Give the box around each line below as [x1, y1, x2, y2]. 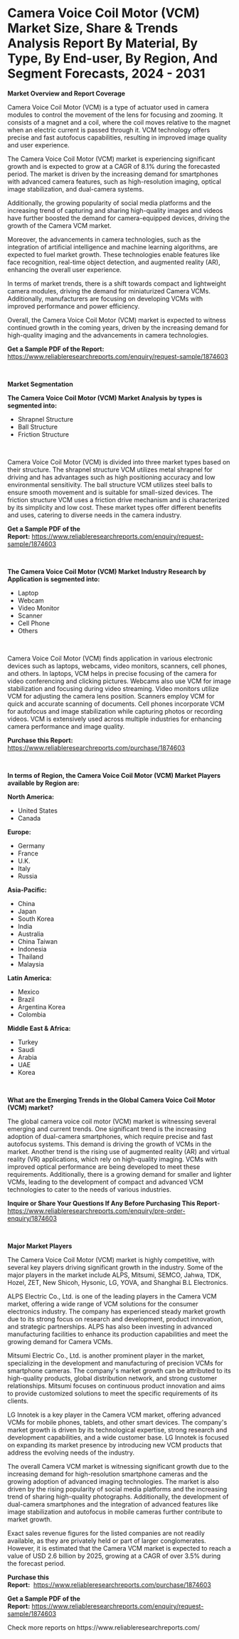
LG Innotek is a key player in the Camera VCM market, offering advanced [7, 1410, 221, 1419]
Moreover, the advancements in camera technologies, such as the [7, 235, 201, 244]
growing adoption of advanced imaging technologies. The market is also [7, 1477, 219, 1486]
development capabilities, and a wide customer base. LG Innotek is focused [7, 1433, 229, 1442]
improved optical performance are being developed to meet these [7, 1162, 201, 1171]
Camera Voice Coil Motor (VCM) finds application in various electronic [7, 654, 213, 662]
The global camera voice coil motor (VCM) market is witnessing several [7, 1117, 217, 1125]
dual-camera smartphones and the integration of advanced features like [7, 1499, 219, 1508]
